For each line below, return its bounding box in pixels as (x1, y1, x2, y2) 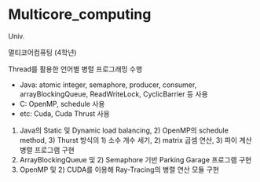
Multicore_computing (8, 5, 152, 24)
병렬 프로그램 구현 (19, 145, 75, 155)
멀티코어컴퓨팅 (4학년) (8, 47, 77, 56)
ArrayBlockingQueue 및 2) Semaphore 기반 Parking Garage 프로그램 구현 (19, 155, 252, 164)
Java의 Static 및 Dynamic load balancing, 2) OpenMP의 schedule (19, 126, 229, 135)
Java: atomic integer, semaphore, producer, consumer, (19, 80, 197, 89)
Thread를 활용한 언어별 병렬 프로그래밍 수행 (8, 64, 143, 74)
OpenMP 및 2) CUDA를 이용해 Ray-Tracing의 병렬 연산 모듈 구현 (19, 165, 220, 174)
